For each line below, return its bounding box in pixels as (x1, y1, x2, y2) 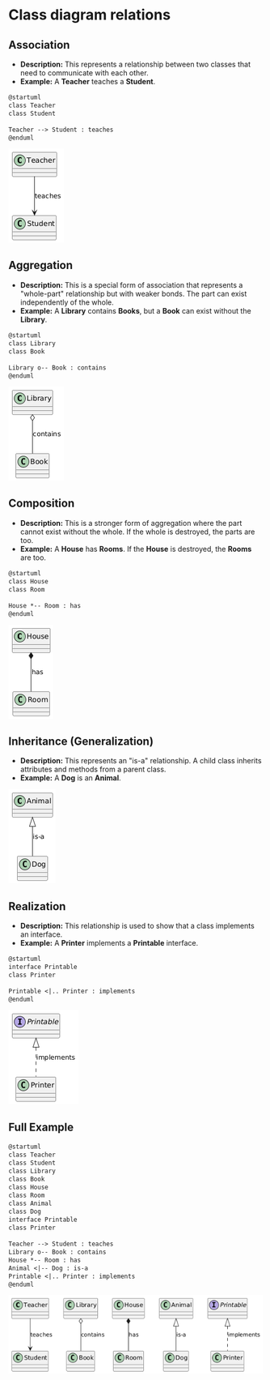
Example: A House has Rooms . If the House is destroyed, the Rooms (19, 544, 252, 553)
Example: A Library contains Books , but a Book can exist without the (19, 305, 252, 315)
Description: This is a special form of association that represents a (19, 280, 243, 289)
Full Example (8, 1120, 74, 1134)
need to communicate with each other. (19, 68, 149, 78)
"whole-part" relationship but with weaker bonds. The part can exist (19, 288, 247, 298)
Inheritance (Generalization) (8, 735, 154, 749)
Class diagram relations (8, 6, 171, 24)
